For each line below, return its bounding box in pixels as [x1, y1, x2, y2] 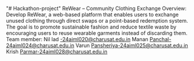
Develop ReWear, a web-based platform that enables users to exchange [6, 11, 179, 18]
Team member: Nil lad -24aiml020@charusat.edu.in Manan [6, 36, 149, 42]
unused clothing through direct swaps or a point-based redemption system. [6, 17, 188, 24]
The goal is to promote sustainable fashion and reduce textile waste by [6, 23, 176, 30]
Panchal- [150, 36, 172, 42]
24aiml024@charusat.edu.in [6, 42, 75, 49]
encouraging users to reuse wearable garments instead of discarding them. [6, 30, 188, 37]
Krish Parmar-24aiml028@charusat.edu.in [6, 48, 108, 55]
